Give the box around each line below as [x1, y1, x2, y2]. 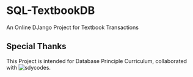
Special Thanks [6, 41, 67, 52]
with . [6, 64, 51, 71]
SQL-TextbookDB [6, 4, 95, 18]
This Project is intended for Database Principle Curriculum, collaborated [6, 57, 188, 64]
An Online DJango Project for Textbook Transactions [6, 24, 139, 31]
